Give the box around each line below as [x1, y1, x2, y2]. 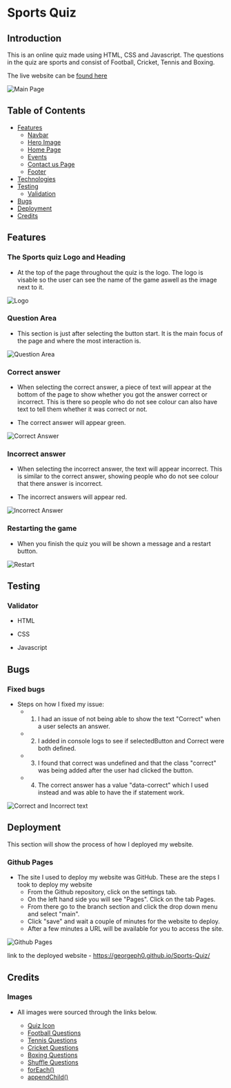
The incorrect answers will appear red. [17, 493, 128, 501]
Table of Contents [7, 105, 86, 117]
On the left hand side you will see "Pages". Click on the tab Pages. [27, 895, 216, 904]
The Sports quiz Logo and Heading [7, 253, 126, 262]
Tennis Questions [27, 1036, 77, 1044]
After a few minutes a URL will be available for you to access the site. [27, 925, 224, 933]
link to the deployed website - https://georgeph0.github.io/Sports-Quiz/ [7, 952, 210, 960]
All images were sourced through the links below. [17, 1008, 157, 1016]
